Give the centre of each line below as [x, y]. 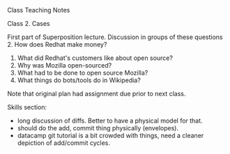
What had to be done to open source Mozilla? [83, 73]
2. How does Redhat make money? [57, 44]
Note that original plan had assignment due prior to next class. [97, 94]
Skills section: [27, 107]
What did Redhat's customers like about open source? [95, 58]
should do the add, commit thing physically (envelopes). [98, 128]
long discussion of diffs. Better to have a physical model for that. [110, 121]
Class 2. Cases [29, 23]
